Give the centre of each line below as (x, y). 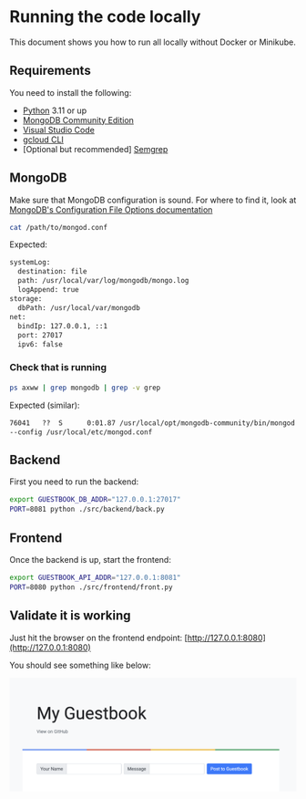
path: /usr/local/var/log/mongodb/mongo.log (103, 281)
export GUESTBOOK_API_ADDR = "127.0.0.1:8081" (95, 577)
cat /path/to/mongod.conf (58, 227)
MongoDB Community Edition (78, 119)
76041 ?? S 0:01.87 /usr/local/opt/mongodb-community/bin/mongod (153, 423)
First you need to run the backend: (74, 482)
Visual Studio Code (59, 130)
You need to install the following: (71, 92)
